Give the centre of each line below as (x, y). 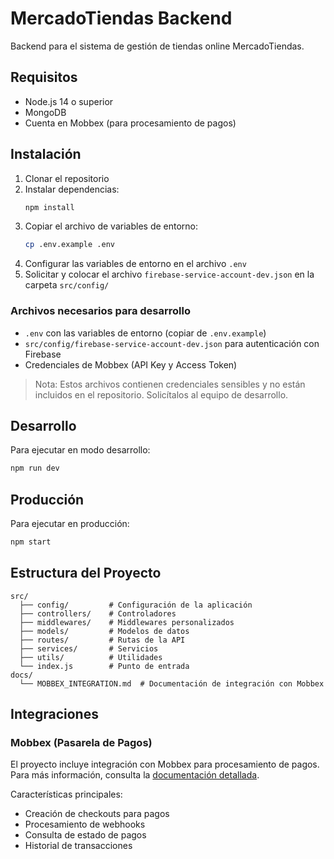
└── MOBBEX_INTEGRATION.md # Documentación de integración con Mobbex (172, 683)
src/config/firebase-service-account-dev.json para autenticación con (172, 343)
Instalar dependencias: (72, 189)
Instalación (46, 154)
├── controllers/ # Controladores (98, 613)
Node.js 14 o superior (69, 101)
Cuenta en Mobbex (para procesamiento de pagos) (130, 123)
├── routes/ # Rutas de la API (102, 640)
